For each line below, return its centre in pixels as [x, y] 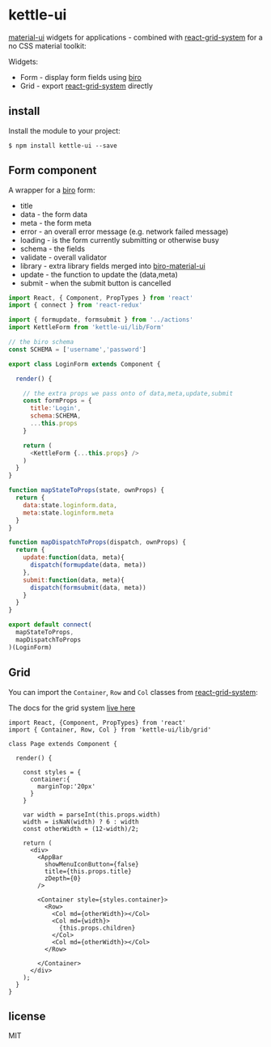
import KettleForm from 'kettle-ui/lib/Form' [86, 328]
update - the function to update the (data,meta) [99, 274]
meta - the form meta [55, 223]
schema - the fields [53, 248]
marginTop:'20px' [66, 786]
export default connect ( [50, 625]
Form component [53, 170]
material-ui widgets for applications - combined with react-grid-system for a [135, 37]
